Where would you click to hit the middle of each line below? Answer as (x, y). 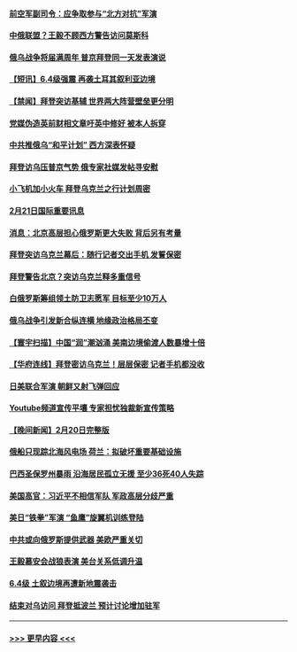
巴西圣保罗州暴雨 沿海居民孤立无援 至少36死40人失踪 (107, 474)
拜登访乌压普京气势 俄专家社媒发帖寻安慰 (84, 167)
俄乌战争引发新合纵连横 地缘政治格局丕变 (84, 320)
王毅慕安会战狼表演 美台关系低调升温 (76, 562)
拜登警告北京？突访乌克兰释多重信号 (75, 276)
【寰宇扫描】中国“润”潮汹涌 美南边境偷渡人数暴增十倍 (107, 342)
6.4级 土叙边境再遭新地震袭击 (63, 584)
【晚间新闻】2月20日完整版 (60, 430)
